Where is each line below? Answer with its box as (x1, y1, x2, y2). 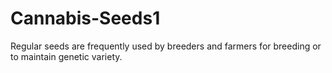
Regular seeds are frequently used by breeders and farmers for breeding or (10, 40, 322, 52)
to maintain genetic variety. (10, 50, 123, 62)
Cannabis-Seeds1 (10, 7, 161, 30)
